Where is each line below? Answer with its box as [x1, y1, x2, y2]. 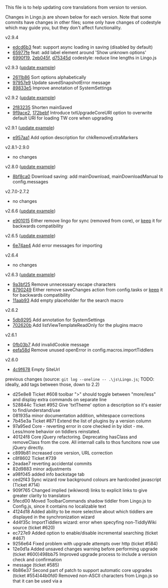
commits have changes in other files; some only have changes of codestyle [5, 20, 161, 25]
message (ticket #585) [12, 562, 59, 568]
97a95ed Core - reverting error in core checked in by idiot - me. [12, 423, 144, 429]
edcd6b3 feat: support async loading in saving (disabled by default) [12, 44, 153, 50]
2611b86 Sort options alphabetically [12, 74, 86, 80]
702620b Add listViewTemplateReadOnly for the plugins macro [12, 322, 143, 328]
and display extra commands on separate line [12, 397, 107, 402]
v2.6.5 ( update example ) [5, 233, 56, 239]
